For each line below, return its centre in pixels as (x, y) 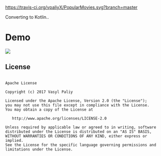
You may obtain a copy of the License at (49, 110)
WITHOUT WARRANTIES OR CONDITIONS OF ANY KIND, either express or (76, 136)
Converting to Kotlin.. (27, 17)
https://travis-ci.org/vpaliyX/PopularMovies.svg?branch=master (71, 7)
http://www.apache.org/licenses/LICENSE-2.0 (59, 118)
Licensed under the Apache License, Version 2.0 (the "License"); (76, 100)
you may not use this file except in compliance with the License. (77, 105)
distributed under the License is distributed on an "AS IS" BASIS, (78, 132)
